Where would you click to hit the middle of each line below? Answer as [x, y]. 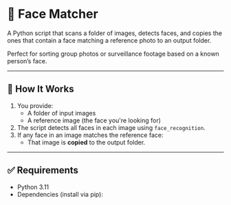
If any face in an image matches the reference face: [90, 135]
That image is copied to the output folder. [86, 142]
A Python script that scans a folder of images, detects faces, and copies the [114, 33]
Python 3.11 [33, 187]
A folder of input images [62, 113]
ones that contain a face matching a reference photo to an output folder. [109, 40]
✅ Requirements [43, 170]
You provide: [35, 105]
